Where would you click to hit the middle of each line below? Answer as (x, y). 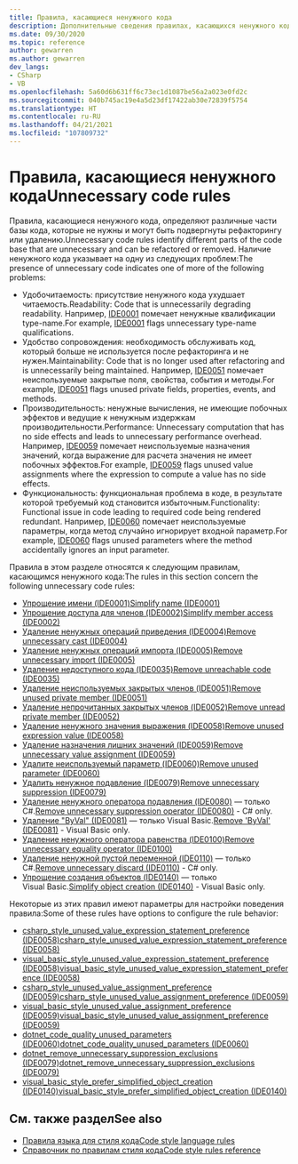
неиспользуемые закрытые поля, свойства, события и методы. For (148, 380)
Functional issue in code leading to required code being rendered (141, 511)
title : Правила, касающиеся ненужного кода (91, 17)
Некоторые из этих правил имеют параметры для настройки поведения (146, 903)
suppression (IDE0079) (64, 791)
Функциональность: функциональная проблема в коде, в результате (152, 493)
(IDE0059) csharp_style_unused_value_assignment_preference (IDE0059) (155, 996)
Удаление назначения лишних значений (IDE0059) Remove (133, 744)
